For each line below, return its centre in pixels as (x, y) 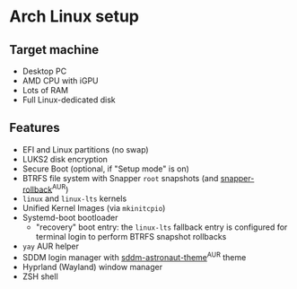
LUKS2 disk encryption (65, 159)
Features (35, 128)
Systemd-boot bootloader (70, 218)
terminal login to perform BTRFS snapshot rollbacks (131, 237)
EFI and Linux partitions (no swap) (86, 149)
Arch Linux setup (74, 17)
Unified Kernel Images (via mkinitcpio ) (94, 208)
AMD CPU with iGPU (60, 81)
